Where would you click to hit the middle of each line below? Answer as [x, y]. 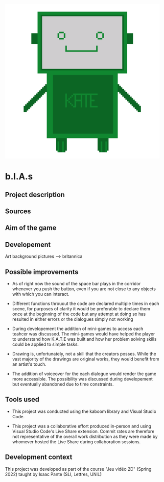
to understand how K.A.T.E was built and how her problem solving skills [84, 339]
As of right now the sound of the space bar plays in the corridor [76, 283]
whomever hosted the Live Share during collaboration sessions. [76, 442]
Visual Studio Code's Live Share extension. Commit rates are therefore [83, 431]
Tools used [22, 399]
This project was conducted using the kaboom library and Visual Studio [84, 411]
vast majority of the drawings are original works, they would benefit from [86, 359]
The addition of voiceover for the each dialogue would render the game [84, 374]
